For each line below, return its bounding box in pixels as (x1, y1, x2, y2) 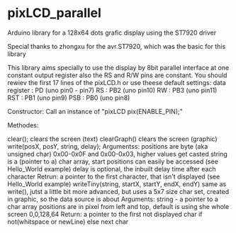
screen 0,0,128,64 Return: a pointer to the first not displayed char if (7, 210, 203, 218)
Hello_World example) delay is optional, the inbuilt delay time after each (7, 164, 216, 173)
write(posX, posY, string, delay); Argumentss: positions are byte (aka (7, 142, 208, 150)
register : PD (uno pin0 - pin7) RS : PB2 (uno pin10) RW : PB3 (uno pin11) (7, 86, 218, 94)
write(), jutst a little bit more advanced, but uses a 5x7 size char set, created (7, 187, 230, 195)
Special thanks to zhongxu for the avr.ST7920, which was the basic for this (7, 42, 226, 50)
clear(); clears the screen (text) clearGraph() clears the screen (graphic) (7, 135, 218, 143)
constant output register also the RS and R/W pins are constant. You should (7, 71, 227, 79)
